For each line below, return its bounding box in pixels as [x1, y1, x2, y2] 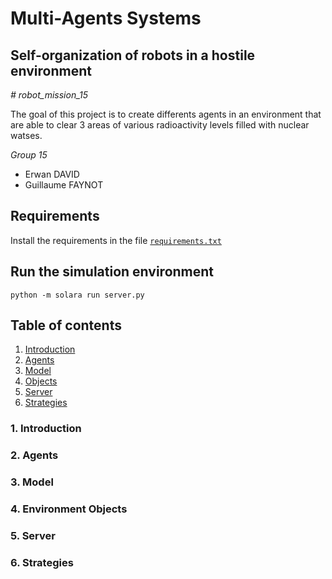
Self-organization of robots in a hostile [10, 47, 256, 64]
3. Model [10, 475, 54, 489]
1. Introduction [10, 422, 82, 436]
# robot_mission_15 [10, 89, 89, 101]
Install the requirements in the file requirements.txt [10, 234, 222, 246]
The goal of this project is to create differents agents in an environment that [10, 108, 322, 120]
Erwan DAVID [24, 168, 80, 180]
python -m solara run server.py [10, 290, 145, 300]
